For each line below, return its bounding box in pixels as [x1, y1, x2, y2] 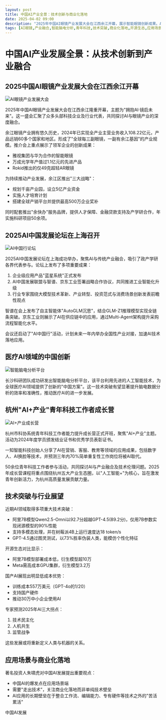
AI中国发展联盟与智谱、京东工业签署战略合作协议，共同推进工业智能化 [12, 278, 156, 284]
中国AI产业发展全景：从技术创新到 [5, 49, 144, 60]
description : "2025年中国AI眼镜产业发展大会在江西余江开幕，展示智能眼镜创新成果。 [5, 21, 160, 26]
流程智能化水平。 [5, 320, 40, 326]
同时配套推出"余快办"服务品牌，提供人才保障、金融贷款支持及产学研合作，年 [5, 209, 161, 215]
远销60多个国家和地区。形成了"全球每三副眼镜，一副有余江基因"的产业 [9, 136, 153, 142]
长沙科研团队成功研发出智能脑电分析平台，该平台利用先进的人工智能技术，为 [5, 377, 161, 383]
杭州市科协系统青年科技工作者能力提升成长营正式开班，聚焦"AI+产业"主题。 [5, 430, 159, 436]
